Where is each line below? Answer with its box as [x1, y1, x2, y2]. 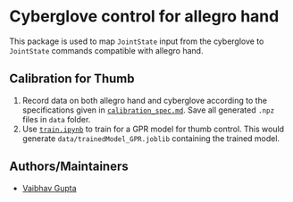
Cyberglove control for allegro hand [9, 6, 280, 27]
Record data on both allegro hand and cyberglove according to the [21, 95, 268, 105]
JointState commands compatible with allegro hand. [9, 45, 204, 55]
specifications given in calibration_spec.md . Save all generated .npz [21, 105, 275, 115]
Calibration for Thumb [9, 72, 135, 87]
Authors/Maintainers [9, 159, 130, 174]
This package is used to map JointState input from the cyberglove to [9, 36, 264, 46]
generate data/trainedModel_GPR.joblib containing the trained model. [21, 132, 280, 144]
